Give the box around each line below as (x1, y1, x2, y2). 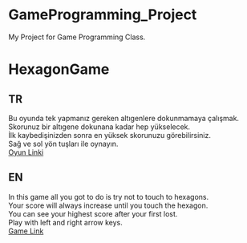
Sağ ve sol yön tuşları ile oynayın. (8, 139, 119, 148)
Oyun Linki (8, 147, 44, 157)
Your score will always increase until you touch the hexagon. (8, 200, 209, 210)
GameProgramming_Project (8, 6, 197, 24)
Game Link (8, 226, 44, 236)
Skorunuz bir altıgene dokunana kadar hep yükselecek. (8, 122, 191, 132)
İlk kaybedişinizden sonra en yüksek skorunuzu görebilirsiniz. (8, 130, 211, 140)
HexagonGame (8, 60, 110, 79)
